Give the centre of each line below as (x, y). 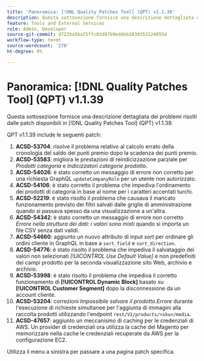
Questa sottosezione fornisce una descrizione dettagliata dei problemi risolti (102, 116)
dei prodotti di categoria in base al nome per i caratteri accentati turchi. (104, 191)
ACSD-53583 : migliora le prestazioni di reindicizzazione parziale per (101, 159)
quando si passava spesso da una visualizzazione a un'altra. (91, 211)
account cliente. (36, 294)
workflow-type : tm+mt (34, 40)
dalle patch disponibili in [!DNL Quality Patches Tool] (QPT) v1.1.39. (90, 123)
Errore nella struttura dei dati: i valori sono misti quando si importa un (102, 224)
